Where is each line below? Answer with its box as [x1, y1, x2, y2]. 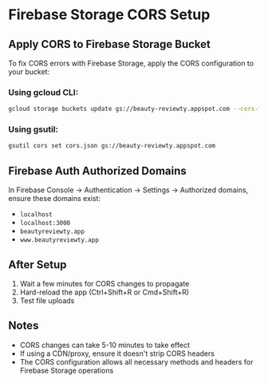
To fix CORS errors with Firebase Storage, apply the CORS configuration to [8, 58, 254, 68]
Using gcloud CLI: [8, 86, 79, 97]
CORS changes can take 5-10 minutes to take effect [19, 340, 190, 349]
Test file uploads [19, 295, 75, 305]
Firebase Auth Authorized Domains [8, 164, 187, 177]
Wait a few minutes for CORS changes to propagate [19, 278, 190, 288]
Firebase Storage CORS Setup [8, 6, 211, 24]
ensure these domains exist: [8, 194, 101, 203]
